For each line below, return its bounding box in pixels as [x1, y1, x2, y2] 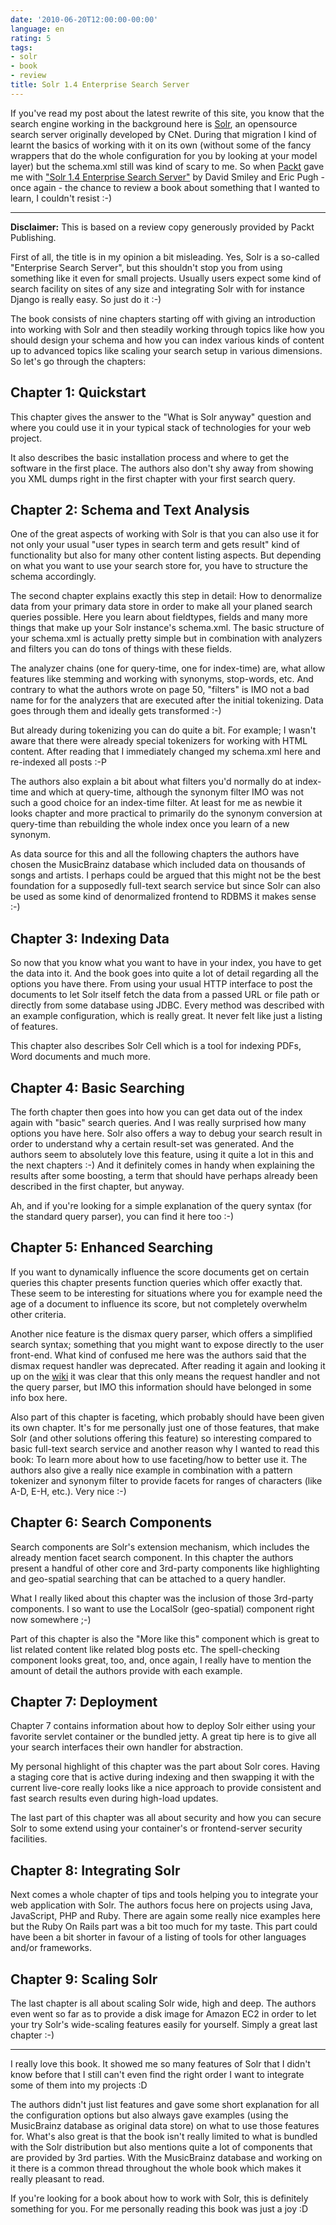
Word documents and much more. [10, 1051, 152, 1063]
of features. [10, 1021, 58, 1033]
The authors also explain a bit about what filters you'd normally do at [10, 776, 293, 788]
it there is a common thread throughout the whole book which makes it [10, 2162, 302, 2175]
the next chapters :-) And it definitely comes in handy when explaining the [10, 1159, 316, 1171]
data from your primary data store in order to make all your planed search [10, 601, 313, 613]
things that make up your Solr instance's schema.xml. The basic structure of [10, 622, 325, 634]
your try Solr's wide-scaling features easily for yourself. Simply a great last [10, 2019, 318, 2031]
